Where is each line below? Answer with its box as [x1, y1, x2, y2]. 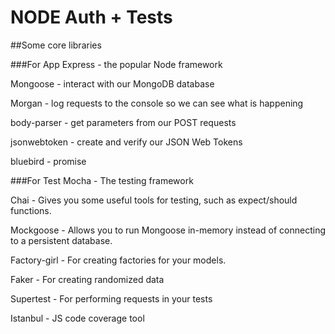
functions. [10, 204, 52, 216]
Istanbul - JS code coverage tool [10, 312, 145, 324]
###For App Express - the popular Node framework [10, 58, 223, 70]
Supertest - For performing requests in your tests [10, 292, 213, 305]
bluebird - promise [10, 155, 87, 167]
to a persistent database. [10, 234, 113, 246]
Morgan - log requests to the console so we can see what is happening [10, 97, 304, 109]
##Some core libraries [10, 39, 102, 51]
